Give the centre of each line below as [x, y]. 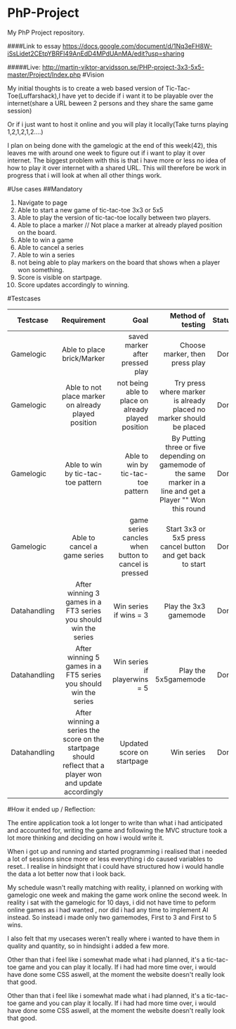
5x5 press [189, 537]
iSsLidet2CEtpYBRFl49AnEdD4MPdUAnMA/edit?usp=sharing [96, 53]
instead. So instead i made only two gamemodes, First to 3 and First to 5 [112, 917]
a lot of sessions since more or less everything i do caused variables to [110, 859]
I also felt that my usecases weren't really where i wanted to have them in [113, 938]
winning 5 [84, 657]
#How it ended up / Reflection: [52, 809]
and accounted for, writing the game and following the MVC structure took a [117, 830]
